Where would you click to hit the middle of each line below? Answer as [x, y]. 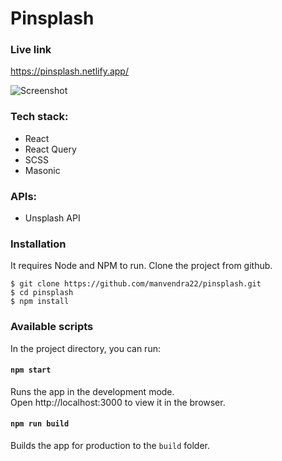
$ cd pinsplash [42, 293]
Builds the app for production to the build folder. [110, 446]
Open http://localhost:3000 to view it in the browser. [118, 402]
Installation [38, 244]
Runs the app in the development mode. [92, 391]
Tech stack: [39, 117]
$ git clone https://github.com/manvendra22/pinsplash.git [136, 284]
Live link [31, 50]
